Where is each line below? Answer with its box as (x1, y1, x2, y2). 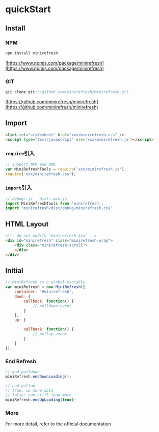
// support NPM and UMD (5, 162, 56, 167)
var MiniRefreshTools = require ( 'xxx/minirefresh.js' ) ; (5, 166, 126, 171)
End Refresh (5, 358, 37, 365)
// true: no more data (5, 388, 54, 393)
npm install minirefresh (5, 50, 58, 55)
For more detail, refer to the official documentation (5, 421, 111, 427)
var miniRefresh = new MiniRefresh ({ (5, 284, 86, 290)
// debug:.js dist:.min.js (5, 196, 67, 201)
